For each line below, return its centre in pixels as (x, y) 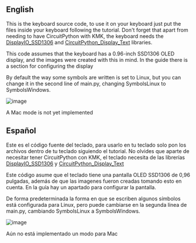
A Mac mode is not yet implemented (50, 112)
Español (21, 131)
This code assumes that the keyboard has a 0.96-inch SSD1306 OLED (90, 53)
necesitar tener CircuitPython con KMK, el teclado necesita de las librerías (96, 157)
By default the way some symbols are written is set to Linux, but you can (94, 77)
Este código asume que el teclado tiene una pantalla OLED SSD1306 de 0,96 (98, 175)
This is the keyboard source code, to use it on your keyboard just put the (94, 23)
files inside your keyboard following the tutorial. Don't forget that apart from (97, 30)
